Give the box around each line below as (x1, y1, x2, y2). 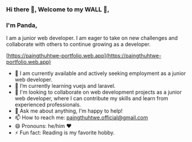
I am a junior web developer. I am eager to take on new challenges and (6, 35, 178, 42)
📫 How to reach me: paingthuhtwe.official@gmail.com (14, 114, 148, 121)
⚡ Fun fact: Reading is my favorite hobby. (14, 129, 115, 136)
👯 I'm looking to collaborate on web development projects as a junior (14, 88, 182, 96)
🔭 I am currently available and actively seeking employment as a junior (14, 70, 186, 77)
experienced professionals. (14, 101, 82, 108)
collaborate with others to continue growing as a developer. (6, 41, 151, 48)
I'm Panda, (6, 21, 38, 29)
